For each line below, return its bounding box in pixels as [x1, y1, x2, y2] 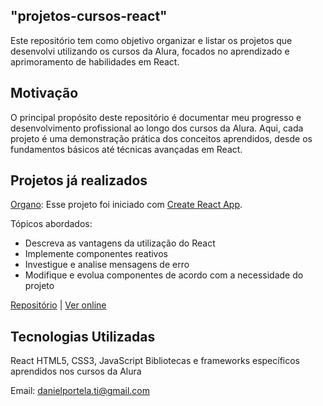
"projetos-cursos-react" [10, 8, 168, 25]
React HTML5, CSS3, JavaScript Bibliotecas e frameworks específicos [10, 355, 300, 367]
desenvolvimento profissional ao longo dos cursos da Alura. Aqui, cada [10, 122, 304, 134]
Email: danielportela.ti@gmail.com [10, 385, 150, 397]
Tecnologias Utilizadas [10, 328, 156, 345]
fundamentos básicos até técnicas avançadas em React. [10, 143, 243, 155]
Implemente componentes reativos [24, 248, 168, 260]
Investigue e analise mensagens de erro [24, 259, 190, 271]
